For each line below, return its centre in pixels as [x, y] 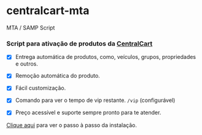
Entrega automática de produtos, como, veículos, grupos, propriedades [106, 57]
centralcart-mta [48, 11]
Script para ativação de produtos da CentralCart [80, 44]
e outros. [27, 64]
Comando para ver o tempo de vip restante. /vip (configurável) [95, 100]
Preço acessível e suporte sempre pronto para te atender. [88, 113]
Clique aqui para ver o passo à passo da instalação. [72, 125]
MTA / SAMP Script [31, 28]
